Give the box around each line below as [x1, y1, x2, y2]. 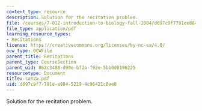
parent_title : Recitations [6, 53, 74, 59]
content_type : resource [6, 8, 66, 15]
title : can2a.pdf [6, 76, 50, 82]
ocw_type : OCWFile [6, 48, 52, 54]
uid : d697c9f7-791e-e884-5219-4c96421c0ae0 [6, 82, 117, 88]
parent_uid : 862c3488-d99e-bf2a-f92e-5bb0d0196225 [6, 64, 136, 71]
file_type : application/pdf [6, 25, 77, 32]
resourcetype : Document [6, 70, 66, 76]
